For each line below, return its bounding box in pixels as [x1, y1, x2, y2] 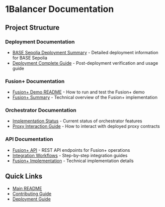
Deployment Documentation [5, 38, 75, 45]
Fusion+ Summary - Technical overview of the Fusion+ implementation [12, 95, 158, 101]
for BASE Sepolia [12, 55, 48, 61]
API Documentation [5, 136, 54, 143]
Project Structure [5, 23, 60, 32]
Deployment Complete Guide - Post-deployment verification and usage [12, 60, 158, 66]
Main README [12, 185, 42, 191]
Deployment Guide [12, 196, 51, 202]
